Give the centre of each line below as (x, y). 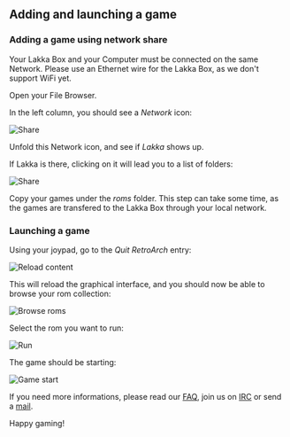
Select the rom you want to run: (66, 328)
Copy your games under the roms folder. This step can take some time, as (144, 198)
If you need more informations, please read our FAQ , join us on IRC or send (145, 396)
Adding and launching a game (93, 15)
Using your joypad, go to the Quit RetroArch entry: (100, 250)
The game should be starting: (63, 362)
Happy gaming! (37, 423)
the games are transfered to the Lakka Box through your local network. (138, 207)
